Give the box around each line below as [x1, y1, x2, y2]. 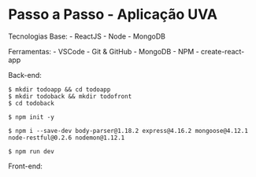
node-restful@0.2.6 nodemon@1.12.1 [8, 134, 125, 142]
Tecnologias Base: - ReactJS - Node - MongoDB [8, 31, 166, 41]
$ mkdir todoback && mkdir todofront [8, 92, 132, 100]
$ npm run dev [8, 147, 55, 155]
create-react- [200, 46, 245, 56]
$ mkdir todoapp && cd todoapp [8, 85, 111, 94]
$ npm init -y [8, 112, 55, 121]
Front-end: [8, 161, 43, 171]
